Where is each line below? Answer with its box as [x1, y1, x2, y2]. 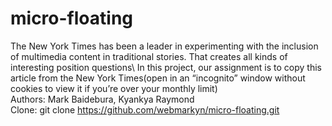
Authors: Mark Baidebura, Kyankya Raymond [10, 93, 195, 105]
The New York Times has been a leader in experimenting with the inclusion [10, 40, 319, 52]
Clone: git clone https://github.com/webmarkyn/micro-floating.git [10, 103, 280, 116]
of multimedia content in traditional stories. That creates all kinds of [10, 50, 288, 62]
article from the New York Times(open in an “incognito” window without [10, 72, 306, 84]
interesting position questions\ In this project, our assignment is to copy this [10, 61, 322, 73]
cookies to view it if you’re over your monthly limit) [10, 82, 218, 94]
